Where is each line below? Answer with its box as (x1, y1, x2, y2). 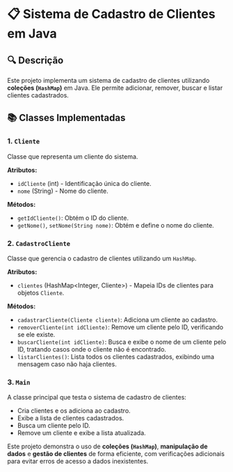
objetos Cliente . (17, 288, 65, 297)
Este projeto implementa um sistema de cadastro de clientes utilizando (7, 77, 210, 84)
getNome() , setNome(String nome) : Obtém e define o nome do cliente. (17, 221, 214, 229)
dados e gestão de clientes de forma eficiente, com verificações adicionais (7, 450, 225, 458)
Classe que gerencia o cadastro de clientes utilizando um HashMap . (7, 254, 197, 262)
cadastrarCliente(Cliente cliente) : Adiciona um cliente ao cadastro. (17, 315, 218, 324)
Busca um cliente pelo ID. (17, 421, 90, 430)
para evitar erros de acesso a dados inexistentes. (7, 457, 149, 466)
